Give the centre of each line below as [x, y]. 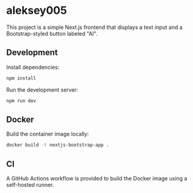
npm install [21, 78]
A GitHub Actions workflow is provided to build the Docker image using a [97, 178]
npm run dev [21, 101]
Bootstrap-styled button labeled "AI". [52, 33]
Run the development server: [42, 90]
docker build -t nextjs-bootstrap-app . [58, 145]
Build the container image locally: [48, 134]
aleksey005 [37, 11]
